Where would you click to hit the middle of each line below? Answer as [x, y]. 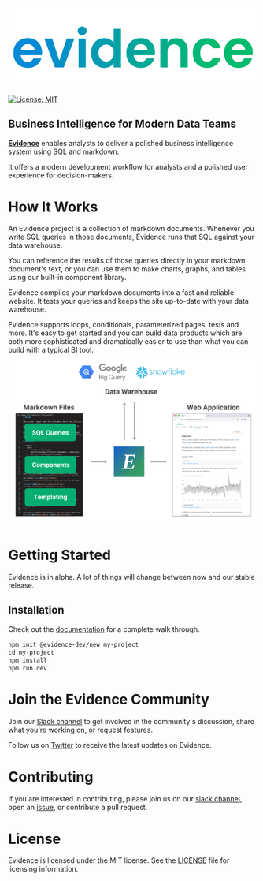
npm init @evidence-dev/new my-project [74, 644]
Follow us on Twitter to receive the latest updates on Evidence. [110, 745]
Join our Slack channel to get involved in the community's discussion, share [131, 721]
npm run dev [28, 668]
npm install [28, 660]
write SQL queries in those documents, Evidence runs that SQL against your [131, 237]
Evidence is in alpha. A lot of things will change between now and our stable [132, 577]
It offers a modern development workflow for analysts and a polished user [128, 166]
